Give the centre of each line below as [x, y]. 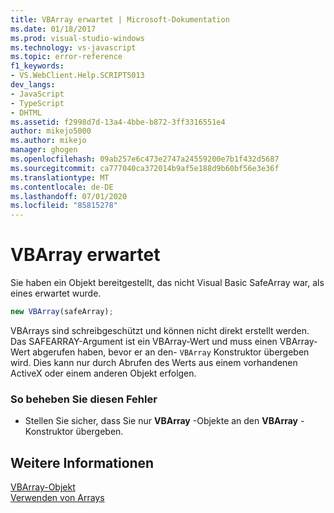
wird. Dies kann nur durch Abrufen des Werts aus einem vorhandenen [154, 362]
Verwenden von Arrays [57, 498]
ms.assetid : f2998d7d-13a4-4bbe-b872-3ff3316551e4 [118, 122]
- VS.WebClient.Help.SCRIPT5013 [77, 76]
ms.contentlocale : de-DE [62, 187]
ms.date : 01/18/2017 [53, 29]
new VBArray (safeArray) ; [62, 312]
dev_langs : [33, 85]
